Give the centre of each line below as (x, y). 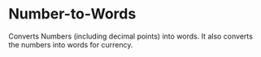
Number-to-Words (72, 14)
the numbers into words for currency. (71, 44)
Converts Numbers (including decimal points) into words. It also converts (131, 36)
